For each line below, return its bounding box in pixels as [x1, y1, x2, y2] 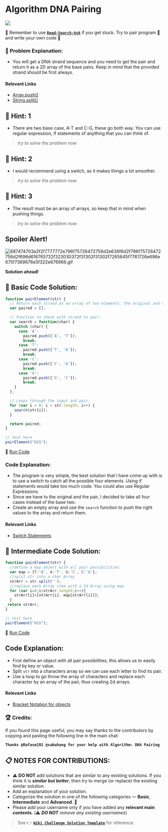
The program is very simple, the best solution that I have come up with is [12, 472, 162, 479]
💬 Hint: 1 [5, 112, 31, 120]
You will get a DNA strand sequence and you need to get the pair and [12, 59, 155, 65]
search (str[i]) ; [14, 407, 48, 413]
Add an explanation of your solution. [12, 788, 87, 794]
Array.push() [12, 92, 38, 98]
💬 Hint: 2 [5, 154, 32, 163]
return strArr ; [7, 602, 39, 607]
